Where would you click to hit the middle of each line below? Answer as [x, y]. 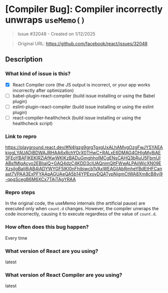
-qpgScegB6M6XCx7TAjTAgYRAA [41, 179]
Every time [16, 238]
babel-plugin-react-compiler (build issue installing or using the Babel [84, 95]
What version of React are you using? [52, 251]
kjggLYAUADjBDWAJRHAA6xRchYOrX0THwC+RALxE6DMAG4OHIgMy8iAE [83, 153]
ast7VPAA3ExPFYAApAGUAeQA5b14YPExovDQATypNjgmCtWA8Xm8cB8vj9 [84, 174]
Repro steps [20, 192]
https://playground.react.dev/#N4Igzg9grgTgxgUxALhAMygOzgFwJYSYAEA [84, 147]
